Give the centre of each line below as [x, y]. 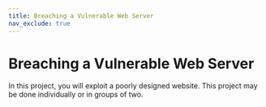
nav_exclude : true [39, 24]
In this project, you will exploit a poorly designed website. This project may [133, 86]
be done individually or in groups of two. [76, 95]
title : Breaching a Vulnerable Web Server [81, 16]
